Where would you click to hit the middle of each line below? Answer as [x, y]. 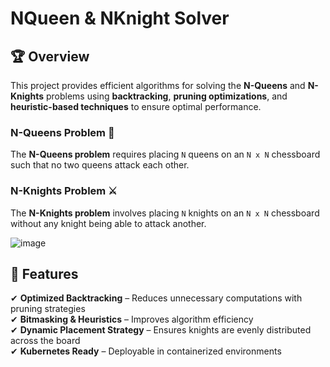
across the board [45, 341]
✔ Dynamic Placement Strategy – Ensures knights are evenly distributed [161, 330]
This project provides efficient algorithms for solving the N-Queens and [158, 85]
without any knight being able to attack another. [108, 223]
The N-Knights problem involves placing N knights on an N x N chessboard [165, 213]
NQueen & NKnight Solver [120, 18]
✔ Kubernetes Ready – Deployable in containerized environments [146, 351]
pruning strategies [48, 309]
